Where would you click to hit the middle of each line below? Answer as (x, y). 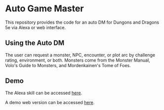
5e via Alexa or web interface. (36, 27)
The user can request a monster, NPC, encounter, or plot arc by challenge (80, 55)
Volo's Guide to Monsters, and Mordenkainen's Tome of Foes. (68, 65)
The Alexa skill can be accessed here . (44, 93)
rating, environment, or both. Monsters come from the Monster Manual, (78, 60)
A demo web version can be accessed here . (50, 102)
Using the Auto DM (35, 43)
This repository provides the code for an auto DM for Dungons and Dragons (82, 22)
